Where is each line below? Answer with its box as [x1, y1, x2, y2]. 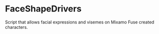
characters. [5, 24, 28, 30]
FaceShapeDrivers [5, 3, 82, 14]
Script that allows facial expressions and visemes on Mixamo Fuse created [5, 19, 155, 25]
